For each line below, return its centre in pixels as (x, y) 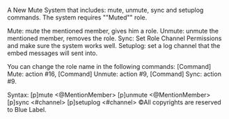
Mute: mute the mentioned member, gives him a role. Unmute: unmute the (113, 31)
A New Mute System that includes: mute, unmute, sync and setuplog (105, 10)
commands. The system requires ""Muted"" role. (77, 17)
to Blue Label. (27, 110)
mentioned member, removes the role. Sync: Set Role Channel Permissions (114, 38)
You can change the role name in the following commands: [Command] (109, 66)
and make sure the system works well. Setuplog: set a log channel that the (114, 46)
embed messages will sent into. (53, 53)
